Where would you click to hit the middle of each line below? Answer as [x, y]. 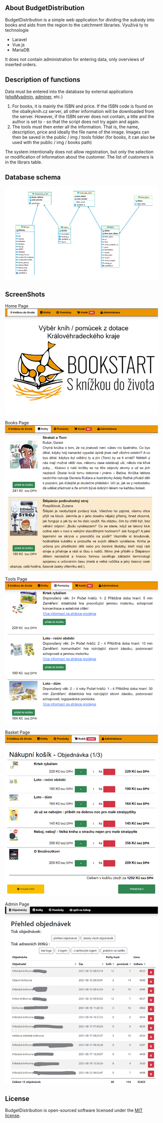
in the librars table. [24, 162]
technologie [17, 30]
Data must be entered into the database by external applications [69, 91]
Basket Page [18, 732]
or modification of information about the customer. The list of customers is [79, 157]
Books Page [17, 423]
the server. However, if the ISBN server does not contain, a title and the [83, 116]
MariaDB [21, 50]
